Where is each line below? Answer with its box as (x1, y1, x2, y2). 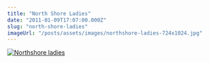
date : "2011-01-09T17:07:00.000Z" (7, 17, 107, 24)
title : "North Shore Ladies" (7, 10, 91, 17)
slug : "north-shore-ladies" (7, 23, 89, 30)
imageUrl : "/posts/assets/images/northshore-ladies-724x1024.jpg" (7, 29, 203, 37)
